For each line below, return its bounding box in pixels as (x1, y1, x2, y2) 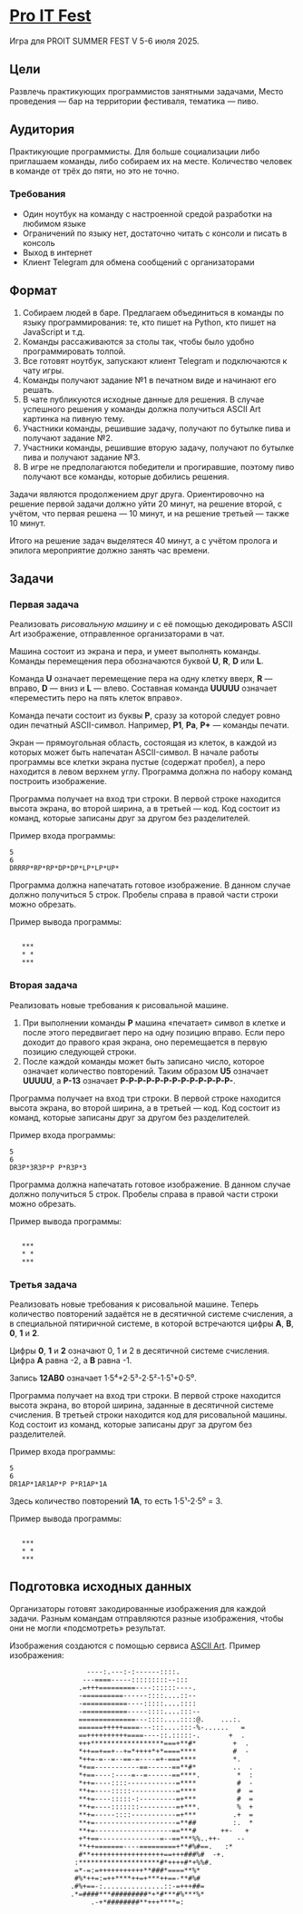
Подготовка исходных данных (9, 1579, 192, 1595)
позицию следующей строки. (22, 1045, 137, 1057)
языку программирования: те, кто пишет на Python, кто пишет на (22, 317, 277, 328)
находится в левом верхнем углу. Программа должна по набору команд (9, 766, 293, 777)
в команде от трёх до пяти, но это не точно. (9, 165, 180, 176)
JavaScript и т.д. (22, 326, 85, 337)
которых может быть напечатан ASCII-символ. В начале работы (9, 747, 259, 758)
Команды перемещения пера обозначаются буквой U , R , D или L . (9, 655, 264, 667)
